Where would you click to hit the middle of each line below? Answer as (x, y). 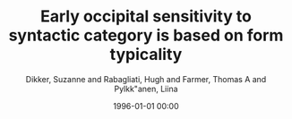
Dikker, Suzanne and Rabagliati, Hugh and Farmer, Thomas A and (146, 79)
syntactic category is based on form (146, 35)
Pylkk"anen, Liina (146, 89)
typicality (146, 55)
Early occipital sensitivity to (146, 17)
